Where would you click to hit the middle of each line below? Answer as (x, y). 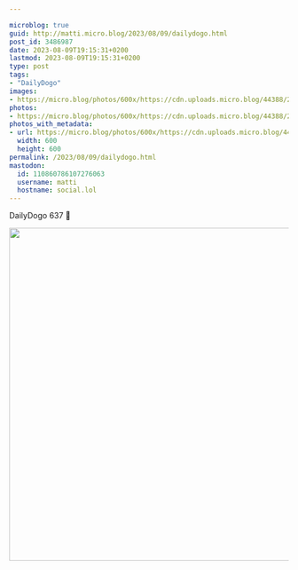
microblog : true (39, 25)
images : (24, 91)
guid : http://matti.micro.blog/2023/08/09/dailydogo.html (118, 33)
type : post (29, 67)
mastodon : (27, 165)
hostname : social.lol (57, 190)
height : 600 (39, 149)
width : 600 (37, 141)
